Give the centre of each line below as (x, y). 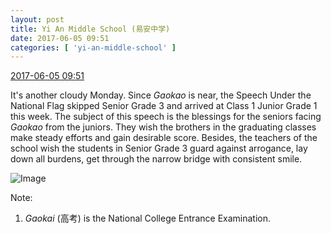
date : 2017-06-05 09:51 (60, 38)
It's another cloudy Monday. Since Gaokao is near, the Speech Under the (161, 95)
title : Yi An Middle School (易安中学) (90, 29)
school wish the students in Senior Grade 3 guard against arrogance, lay (159, 148)
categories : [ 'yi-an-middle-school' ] (93, 47)
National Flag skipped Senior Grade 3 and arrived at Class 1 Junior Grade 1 (164, 106)
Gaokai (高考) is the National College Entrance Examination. (148, 218)
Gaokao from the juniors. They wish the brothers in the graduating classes (163, 127)
